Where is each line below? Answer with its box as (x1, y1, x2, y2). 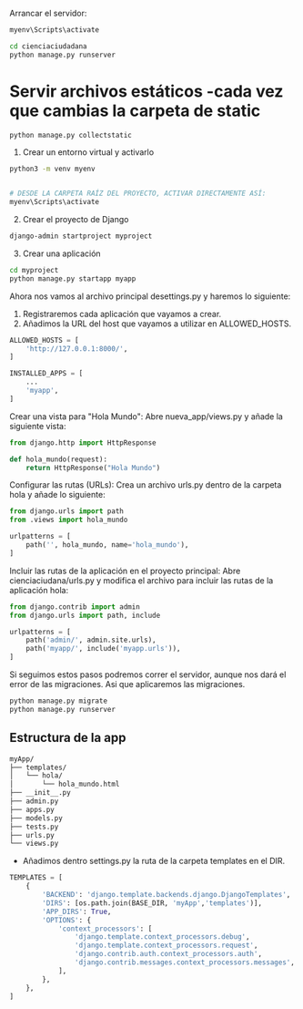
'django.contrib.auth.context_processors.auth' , (74, 950, 262, 959)
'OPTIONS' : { (42, 915, 92, 924)
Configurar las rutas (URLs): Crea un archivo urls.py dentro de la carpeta (9, 479, 282, 490)
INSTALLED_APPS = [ (9, 369, 84, 378)
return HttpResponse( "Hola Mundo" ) (25, 463, 161, 472)
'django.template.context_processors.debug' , (74, 932, 250, 942)
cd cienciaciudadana (9, 41, 88, 51)
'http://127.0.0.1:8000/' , (25, 344, 128, 354)
